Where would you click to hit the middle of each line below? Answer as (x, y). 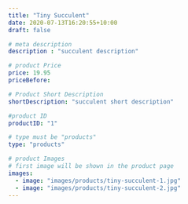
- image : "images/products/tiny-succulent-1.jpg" (98, 180)
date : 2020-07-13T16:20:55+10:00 (63, 23)
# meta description (40, 44)
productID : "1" (33, 123)
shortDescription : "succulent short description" (91, 102)
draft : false (29, 30)
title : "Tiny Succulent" (49, 15)
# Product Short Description (56, 94)
